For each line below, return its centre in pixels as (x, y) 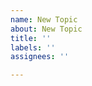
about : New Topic (46, 29)
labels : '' (33, 47)
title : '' (31, 38)
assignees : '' (40, 57)
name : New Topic (44, 19)
